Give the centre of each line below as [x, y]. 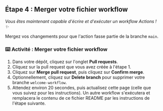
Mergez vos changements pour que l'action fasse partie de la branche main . [82, 36]
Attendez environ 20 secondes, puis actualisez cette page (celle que [81, 88]
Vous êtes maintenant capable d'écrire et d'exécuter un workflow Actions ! [81, 21]
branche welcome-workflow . [40, 83]
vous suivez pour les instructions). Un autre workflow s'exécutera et [81, 93]
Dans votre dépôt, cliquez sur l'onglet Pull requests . [65, 62]
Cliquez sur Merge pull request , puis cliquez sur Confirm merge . [78, 72]
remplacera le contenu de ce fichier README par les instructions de [81, 98]
